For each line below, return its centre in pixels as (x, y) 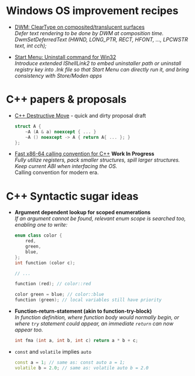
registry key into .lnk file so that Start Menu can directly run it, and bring (102, 69)
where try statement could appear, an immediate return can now (94, 324)
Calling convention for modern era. (57, 172)
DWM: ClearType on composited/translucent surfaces (80, 27)
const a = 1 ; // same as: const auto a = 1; (70, 362)
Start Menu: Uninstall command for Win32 (65, 57)
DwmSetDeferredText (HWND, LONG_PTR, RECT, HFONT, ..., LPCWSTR (101, 39)
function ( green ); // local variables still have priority (88, 300)
